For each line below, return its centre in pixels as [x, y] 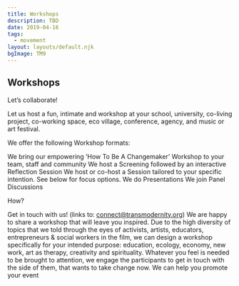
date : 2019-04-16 [33, 27]
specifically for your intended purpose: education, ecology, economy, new [117, 245]
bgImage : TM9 [27, 54]
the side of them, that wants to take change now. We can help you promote [118, 267]
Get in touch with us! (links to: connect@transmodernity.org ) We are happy [117, 214]
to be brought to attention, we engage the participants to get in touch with [116, 260]
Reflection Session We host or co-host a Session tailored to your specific [115, 171]
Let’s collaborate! [33, 100]
